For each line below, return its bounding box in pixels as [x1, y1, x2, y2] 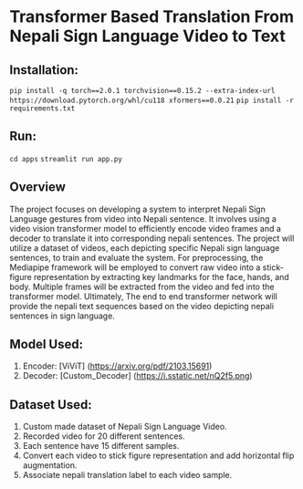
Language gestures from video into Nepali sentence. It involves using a [9, 213, 277, 224]
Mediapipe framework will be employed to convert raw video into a [9, 262, 261, 273]
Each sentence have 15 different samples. [22, 441, 180, 452]
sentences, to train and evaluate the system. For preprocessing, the [9, 252, 264, 263]
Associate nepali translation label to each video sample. [22, 470, 233, 481]
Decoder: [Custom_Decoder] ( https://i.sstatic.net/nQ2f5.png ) [22, 370, 253, 381]
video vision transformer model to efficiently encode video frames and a [9, 223, 281, 234]
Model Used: [9, 337, 84, 352]
